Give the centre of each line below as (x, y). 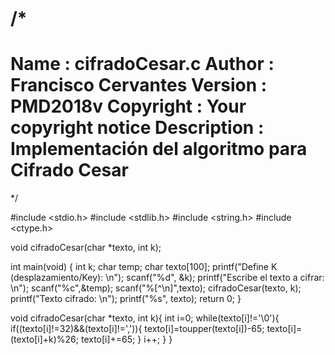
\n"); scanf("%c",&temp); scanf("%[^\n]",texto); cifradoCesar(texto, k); (156, 288)
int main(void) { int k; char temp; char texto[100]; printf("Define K (144, 267)
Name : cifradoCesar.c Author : (142, 64)
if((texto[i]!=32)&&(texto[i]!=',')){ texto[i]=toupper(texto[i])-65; (137, 329)
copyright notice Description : (137, 128)
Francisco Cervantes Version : (139, 85)
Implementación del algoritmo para (159, 149)
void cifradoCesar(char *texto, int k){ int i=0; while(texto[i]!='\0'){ (145, 318)
